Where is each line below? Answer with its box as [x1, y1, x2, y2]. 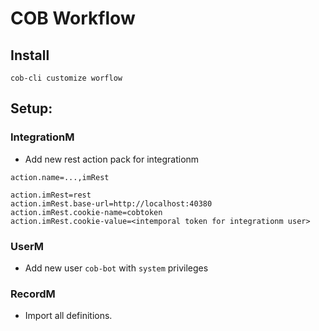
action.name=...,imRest [10, 172, 110, 182]
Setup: [10, 100, 53, 117]
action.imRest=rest [10, 190, 92, 200]
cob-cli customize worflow [10, 73, 123, 83]
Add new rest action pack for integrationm [24, 153, 200, 165]
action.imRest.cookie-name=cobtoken [10, 207, 163, 217]
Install [10, 47, 50, 64]
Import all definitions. [24, 310, 113, 322]
